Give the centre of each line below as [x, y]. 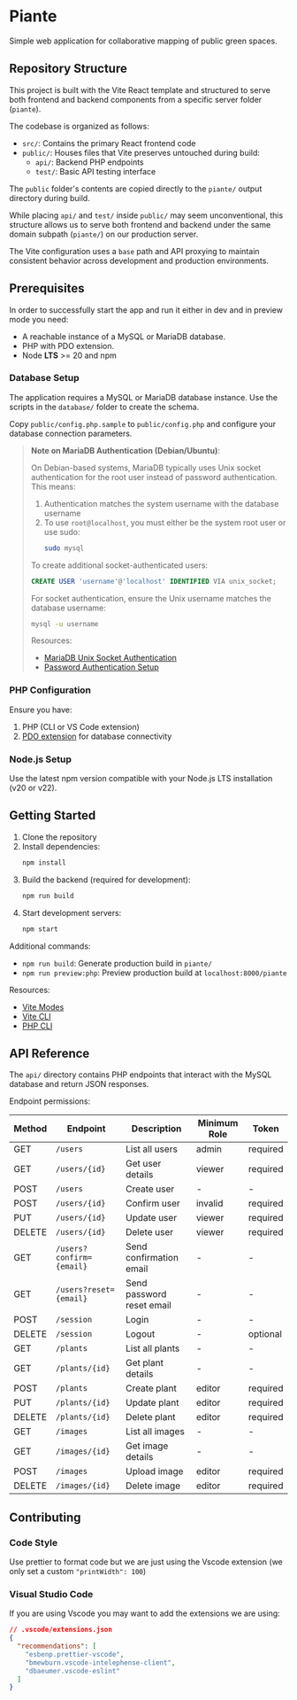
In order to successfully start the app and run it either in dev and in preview [146, 310]
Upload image [154, 1471]
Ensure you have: [41, 710]
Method [30, 1129]
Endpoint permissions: [50, 1101]
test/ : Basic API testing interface [95, 171]
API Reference [49, 1053]
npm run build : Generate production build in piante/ [117, 963]
